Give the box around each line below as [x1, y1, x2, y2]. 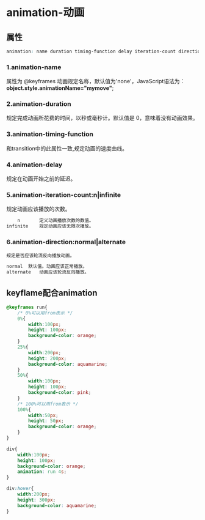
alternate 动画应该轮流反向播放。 [6, 269, 90, 275]
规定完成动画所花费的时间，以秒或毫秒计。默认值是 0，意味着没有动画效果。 [6, 114, 198, 122]
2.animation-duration [6, 100, 71, 108]
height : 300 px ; [17, 497, 56, 503]
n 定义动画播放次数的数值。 [17, 218, 94, 224]
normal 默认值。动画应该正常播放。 [6, 264, 87, 270]
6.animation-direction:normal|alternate [6, 238, 126, 247]
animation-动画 [6, 6, 85, 20]
